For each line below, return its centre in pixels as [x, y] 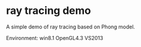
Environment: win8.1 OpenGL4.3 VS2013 [55, 38]
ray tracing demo [48, 11]
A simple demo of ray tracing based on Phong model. [70, 27]
